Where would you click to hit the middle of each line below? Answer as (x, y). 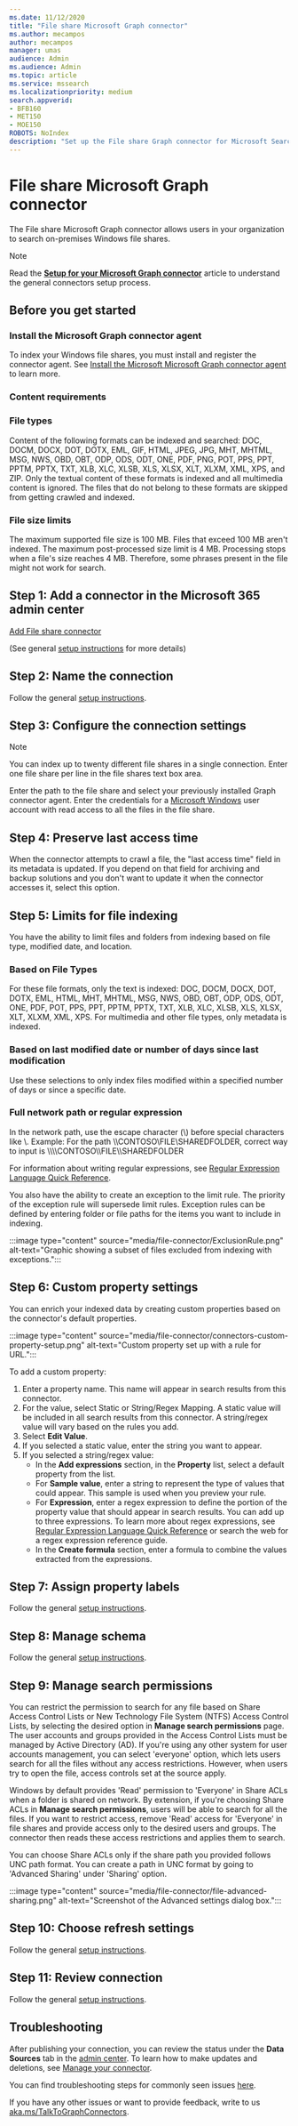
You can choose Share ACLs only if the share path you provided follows (140, 1855)
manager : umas (35, 51)
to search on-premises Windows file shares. (90, 238)
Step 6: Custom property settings (104, 1288)
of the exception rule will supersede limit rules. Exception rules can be (137, 1204)
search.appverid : (41, 100)
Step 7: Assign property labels (94, 1587)
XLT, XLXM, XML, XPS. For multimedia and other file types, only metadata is (148, 1017)
